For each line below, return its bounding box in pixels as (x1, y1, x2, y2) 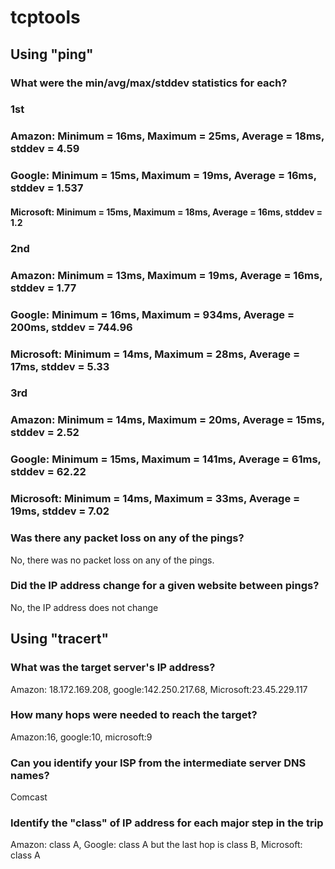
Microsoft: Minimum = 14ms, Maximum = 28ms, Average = (10, 347, 301, 361)
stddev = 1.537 (10, 181, 84, 195)
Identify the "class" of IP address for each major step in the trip (10, 816, 324, 830)
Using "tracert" (10, 631, 109, 648)
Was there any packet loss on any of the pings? (10, 531, 245, 545)
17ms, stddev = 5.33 (10, 359, 110, 373)
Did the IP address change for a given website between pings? (10, 579, 320, 593)
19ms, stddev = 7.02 (10, 504, 110, 518)
